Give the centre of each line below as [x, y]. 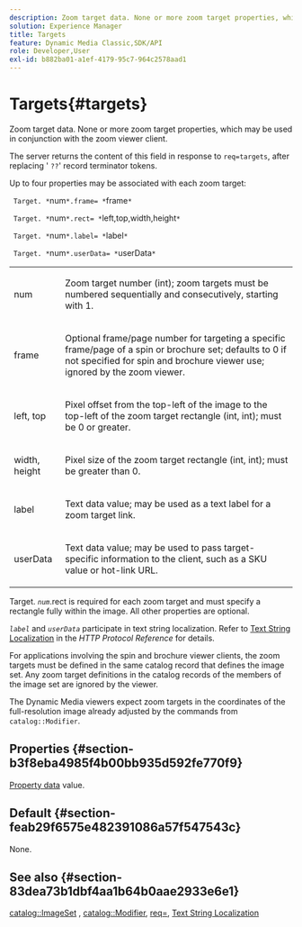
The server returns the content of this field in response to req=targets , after [150, 156]
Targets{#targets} [79, 104]
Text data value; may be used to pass [143, 548]
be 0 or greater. [98, 427]
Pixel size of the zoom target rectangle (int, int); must [177, 459]
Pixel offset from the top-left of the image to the [166, 404]
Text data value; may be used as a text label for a [168, 504]
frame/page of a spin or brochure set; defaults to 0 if [176, 350]
